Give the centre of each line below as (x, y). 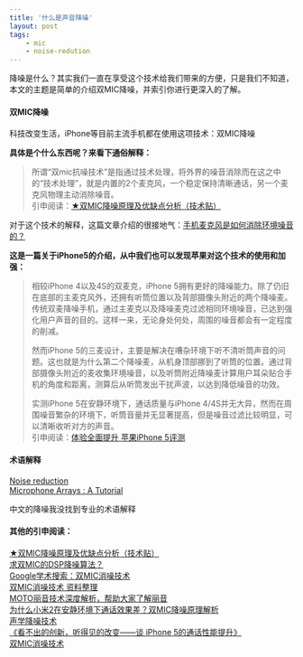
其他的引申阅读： (41, 531)
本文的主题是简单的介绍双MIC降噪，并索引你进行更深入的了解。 (128, 89)
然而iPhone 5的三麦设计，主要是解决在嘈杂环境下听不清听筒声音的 (154, 351)
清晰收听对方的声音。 (79, 427)
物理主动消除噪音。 (83, 194)
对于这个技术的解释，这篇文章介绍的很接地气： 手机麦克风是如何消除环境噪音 (151, 225)
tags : (19, 34)
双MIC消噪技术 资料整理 (54, 587)
